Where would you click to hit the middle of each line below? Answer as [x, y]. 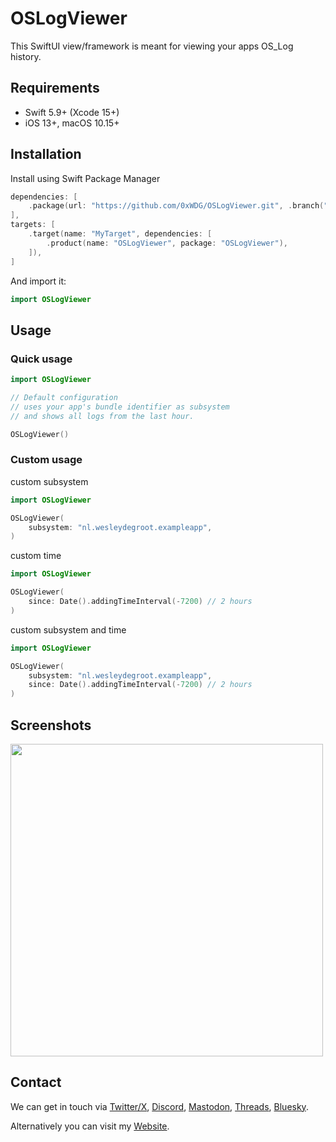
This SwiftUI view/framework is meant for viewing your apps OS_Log [152, 46]
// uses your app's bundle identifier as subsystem [120, 407]
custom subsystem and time [68, 629]
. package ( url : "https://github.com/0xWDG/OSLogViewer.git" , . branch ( [176, 206]
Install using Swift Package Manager [85, 178]
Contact [36, 1082]
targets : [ [33, 225]
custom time [36, 556]
